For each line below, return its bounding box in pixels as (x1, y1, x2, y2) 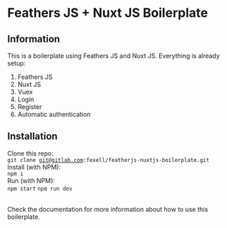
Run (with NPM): (7, 176, 55, 184)
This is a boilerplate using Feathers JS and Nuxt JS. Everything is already (7, 51, 220, 60)
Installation (7, 130, 58, 142)
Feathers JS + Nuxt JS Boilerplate (7, 5, 208, 21)
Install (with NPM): (7, 163, 61, 171)
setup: (7, 59, 26, 68)
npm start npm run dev (7, 185, 73, 192)
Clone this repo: (7, 149, 54, 158)
